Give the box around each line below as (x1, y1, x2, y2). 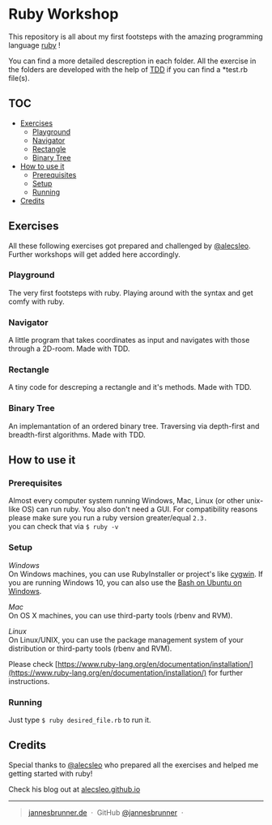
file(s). (8, 73, 30, 83)
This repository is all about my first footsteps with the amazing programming (8, 32, 263, 41)
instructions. (8, 676, 50, 686)
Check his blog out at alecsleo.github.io (8, 784, 141, 794)
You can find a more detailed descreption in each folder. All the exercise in (8, 56, 257, 66)
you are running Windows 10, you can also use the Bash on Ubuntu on (8, 577, 242, 588)
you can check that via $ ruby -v (8, 522, 119, 532)
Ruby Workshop (8, 5, 119, 24)
